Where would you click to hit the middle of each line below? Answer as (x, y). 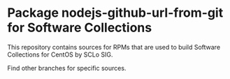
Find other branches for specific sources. (67, 68)
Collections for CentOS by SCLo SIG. (60, 55)
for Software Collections (80, 28)
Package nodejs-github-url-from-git (115, 13)
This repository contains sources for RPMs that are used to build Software (114, 47)
